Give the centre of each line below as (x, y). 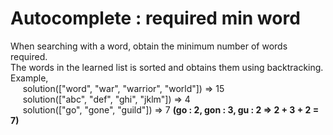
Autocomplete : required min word (155, 18)
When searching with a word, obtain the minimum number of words (149, 46)
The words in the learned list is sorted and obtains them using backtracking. (167, 67)
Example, (29, 78)
